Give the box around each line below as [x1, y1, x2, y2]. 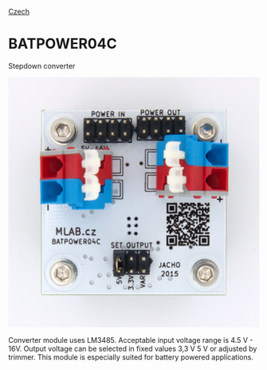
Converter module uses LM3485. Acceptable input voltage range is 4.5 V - [8, 335, 253, 344]
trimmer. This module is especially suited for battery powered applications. [8, 352, 253, 362]
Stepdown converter [8, 61, 76, 70]
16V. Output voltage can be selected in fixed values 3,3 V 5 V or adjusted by [8, 344, 257, 353]
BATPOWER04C [8, 35, 117, 53]
